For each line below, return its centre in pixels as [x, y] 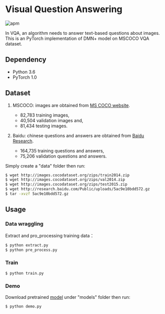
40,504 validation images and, [51, 120]
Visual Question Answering [64, 9]
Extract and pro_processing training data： [50, 235]
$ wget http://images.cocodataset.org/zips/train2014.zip [67, 175]
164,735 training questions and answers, [62, 150]
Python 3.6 [24, 72]
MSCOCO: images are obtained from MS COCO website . [71, 105]
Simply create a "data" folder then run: [45, 166]
